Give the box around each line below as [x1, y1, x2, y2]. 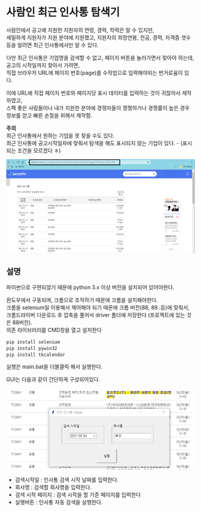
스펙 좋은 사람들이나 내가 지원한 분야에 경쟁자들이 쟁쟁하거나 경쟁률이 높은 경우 [6, 104, 190, 111]
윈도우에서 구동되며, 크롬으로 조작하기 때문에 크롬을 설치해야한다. [6, 296, 159, 303]
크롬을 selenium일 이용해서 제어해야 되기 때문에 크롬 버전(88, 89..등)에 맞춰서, [6, 304, 190, 311]
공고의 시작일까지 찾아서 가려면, [6, 61, 80, 69]
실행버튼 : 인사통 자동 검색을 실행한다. [14, 498, 103, 506]
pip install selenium [6, 339, 60, 345]
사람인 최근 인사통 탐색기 [6, 5, 120, 19]
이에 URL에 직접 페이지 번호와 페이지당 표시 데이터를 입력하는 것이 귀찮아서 [6, 89, 181, 96]
